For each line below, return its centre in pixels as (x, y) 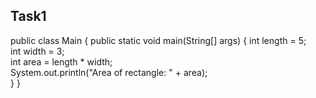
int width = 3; (37, 51)
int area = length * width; (61, 61)
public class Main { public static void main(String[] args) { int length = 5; (158, 40)
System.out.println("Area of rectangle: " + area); (109, 72)
